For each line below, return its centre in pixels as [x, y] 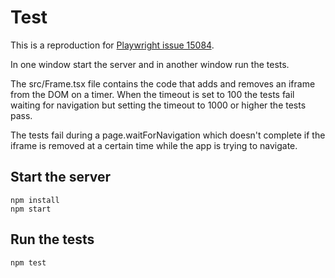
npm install [35, 200]
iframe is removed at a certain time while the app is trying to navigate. [154, 145]
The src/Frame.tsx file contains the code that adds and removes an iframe [163, 83]
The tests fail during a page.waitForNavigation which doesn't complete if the [168, 135]
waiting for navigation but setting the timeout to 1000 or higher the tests [158, 105]
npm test [28, 262]
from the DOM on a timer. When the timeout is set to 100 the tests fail [152, 94]
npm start [31, 209]
